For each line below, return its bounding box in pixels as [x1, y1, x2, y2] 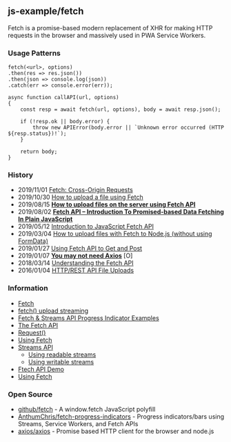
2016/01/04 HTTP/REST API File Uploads [17, 266, 134, 275]
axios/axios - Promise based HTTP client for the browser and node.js [17, 427, 214, 435]
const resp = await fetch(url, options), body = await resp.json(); [20, 106, 221, 113]
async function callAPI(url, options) [8, 94, 119, 101]
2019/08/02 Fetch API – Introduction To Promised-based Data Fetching [17, 208, 225, 216]
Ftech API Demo [17, 365, 65, 373]
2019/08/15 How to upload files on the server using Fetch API [17, 200, 196, 209]
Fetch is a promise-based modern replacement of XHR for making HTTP [8, 23, 213, 32]
